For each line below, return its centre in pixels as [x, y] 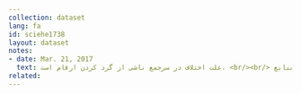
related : [25, 76]
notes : [21, 51]
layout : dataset [39, 43]
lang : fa [25, 26]
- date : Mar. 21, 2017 [51, 59]
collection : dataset [47, 17]
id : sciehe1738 [37, 34]
